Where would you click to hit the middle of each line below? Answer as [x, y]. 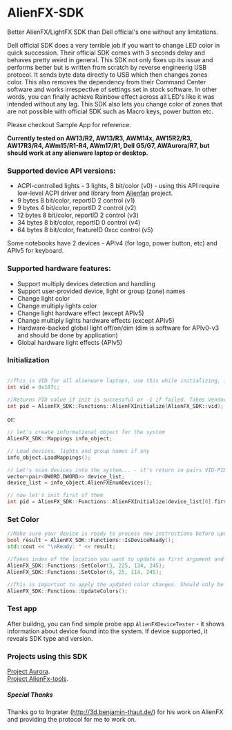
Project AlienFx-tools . [38, 678]
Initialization [28, 360]
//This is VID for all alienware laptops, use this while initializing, [114, 381]
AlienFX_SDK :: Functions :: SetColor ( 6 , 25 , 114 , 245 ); [85, 572]
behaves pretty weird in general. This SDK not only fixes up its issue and [110, 59]
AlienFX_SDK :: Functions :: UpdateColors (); [68, 591]
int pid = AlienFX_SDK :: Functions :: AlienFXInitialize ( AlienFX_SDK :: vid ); [116, 406]
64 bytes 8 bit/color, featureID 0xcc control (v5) [85, 230]
